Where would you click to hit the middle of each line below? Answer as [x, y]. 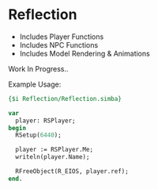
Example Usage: [35, 84]
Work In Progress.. [38, 68]
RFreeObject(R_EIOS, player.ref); [72, 172]
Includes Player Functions [62, 37]
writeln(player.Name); [53, 157]
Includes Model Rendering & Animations [85, 53]
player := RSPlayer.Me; [54, 150]
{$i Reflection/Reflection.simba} [65, 98]
